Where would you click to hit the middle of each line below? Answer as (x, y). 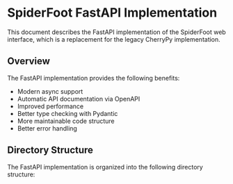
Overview (29, 61)
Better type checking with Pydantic (67, 113)
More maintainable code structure (66, 121)
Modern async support (50, 91)
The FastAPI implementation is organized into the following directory (105, 167)
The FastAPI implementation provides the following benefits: (94, 78)
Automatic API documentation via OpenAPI (79, 99)
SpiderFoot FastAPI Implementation (112, 13)
